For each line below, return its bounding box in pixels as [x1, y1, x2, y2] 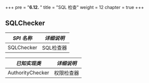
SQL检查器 [42, 44, 67, 51]
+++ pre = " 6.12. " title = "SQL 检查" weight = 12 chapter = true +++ [5, 4, 145, 10]
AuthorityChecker [7, 69, 49, 76]
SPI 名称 [12, 34, 32, 41]
